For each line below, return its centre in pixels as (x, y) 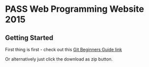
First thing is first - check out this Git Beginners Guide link (64, 50)
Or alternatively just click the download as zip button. (59, 59)
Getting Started (29, 38)
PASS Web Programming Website (74, 9)
